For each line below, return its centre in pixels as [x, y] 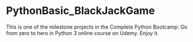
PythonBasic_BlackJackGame [80, 11]
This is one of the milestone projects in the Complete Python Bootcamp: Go [97, 27]
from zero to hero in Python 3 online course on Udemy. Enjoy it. [82, 33]
